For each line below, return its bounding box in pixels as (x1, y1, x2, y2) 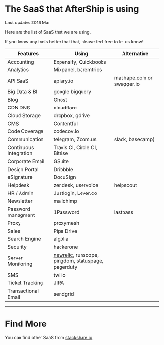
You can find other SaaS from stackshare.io (5, 334, 93, 340)
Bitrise (53, 150, 68, 157)
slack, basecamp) (114, 136, 155, 143)
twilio (53, 271, 66, 278)
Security (7, 243, 27, 250)
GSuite (53, 158, 69, 165)
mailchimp (53, 197, 77, 204)
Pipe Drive (53, 227, 77, 234)
